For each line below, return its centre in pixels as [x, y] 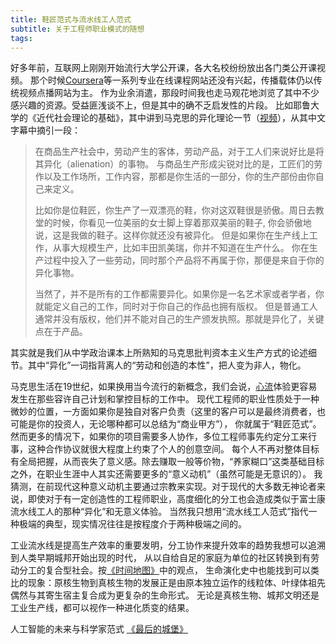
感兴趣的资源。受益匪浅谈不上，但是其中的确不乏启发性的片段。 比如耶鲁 [160, 105]
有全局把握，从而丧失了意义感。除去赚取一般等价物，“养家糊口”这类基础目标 [167, 462]
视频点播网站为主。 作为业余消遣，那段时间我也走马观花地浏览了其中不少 [169, 93]
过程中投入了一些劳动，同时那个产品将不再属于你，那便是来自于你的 [184, 260]
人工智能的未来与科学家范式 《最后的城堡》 [99, 629]
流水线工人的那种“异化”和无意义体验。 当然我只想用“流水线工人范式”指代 [159, 512]
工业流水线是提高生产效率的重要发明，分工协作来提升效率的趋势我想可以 [159, 545]
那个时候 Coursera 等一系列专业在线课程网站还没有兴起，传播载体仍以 [171, 80]
